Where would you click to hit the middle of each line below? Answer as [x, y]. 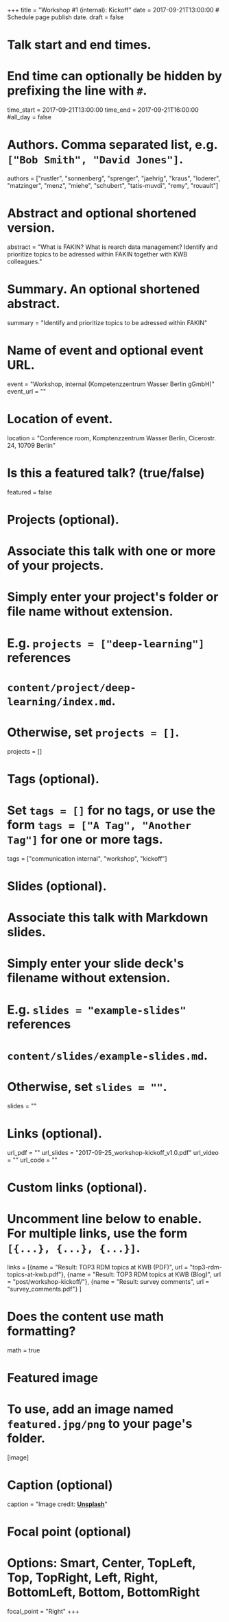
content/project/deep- [72, 688]
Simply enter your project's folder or [113, 597]
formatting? [41, 1331]
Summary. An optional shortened [104, 289]
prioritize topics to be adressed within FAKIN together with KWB [97, 254]
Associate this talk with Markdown [108, 918]
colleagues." [25, 261]
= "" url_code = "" [33, 1160]
